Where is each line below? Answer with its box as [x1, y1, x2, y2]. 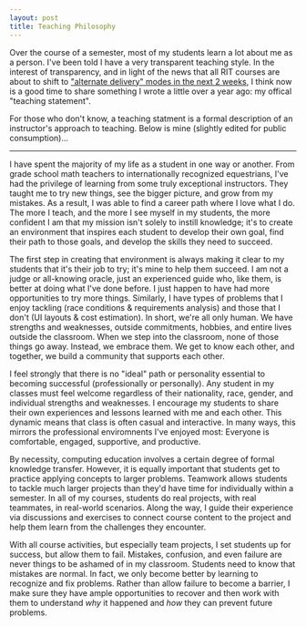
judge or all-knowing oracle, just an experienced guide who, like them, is [9, 272, 282, 283]
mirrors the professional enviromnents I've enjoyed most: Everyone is [9, 426, 270, 437]
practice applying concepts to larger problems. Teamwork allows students [9, 473, 288, 484]
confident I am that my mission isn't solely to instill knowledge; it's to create [9, 216, 293, 228]
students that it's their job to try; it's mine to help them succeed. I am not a [9, 263, 289, 274]
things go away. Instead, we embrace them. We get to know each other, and [9, 341, 295, 352]
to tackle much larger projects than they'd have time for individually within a [9, 482, 294, 493]
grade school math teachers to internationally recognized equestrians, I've [9, 168, 289, 179]
